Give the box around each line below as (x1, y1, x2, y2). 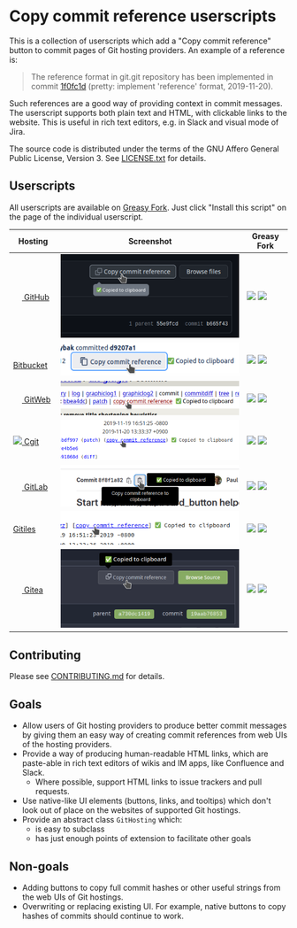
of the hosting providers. (21, 739, 112, 750)
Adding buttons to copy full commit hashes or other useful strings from (21, 882, 281, 893)
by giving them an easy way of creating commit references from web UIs (21, 730, 288, 740)
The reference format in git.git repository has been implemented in (30, 71, 274, 81)
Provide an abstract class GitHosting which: (21, 815, 183, 825)
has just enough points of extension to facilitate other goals (34, 833, 252, 844)
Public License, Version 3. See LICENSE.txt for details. (9, 152, 207, 163)
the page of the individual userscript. (9, 211, 144, 222)
